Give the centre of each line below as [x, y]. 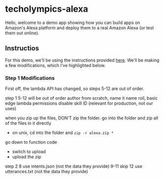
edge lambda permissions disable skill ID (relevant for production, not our [79, 103]
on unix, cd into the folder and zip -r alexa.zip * [63, 133]
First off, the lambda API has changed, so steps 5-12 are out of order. [75, 89]
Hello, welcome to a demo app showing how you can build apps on [73, 22]
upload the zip [27, 157]
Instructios [22, 48]
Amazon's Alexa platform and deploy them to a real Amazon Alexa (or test [80, 27]
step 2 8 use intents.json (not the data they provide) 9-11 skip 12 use [74, 166]
